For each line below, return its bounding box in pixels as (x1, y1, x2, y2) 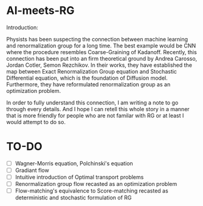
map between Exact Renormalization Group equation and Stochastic (6, 67, 177, 75)
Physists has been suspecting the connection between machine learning (6, 35, 188, 43)
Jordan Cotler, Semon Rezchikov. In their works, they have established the (6, 61, 193, 69)
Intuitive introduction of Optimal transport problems (15, 174, 144, 180)
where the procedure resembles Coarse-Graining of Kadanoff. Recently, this (6, 48, 198, 55)
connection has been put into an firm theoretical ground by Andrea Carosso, (6, 55, 198, 62)
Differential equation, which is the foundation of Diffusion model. (6, 74, 168, 81)
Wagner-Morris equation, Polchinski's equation (15, 159, 134, 167)
